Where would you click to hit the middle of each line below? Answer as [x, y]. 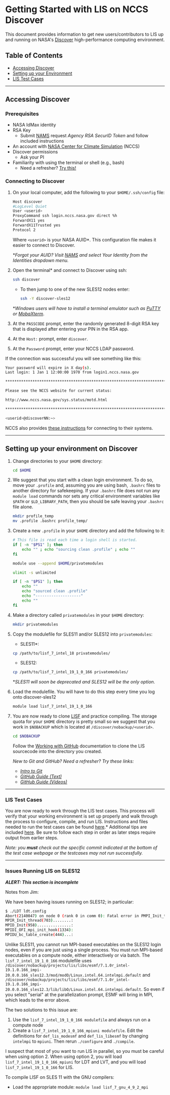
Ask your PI [32, 157]
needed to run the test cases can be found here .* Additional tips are [76, 827]
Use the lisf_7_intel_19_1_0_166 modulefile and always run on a [81, 1019]
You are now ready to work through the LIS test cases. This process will [80, 811]
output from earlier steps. [32, 838]
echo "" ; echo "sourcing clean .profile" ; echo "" [79, 549]
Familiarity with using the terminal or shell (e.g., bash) [69, 163]
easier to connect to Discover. [44, 245]
